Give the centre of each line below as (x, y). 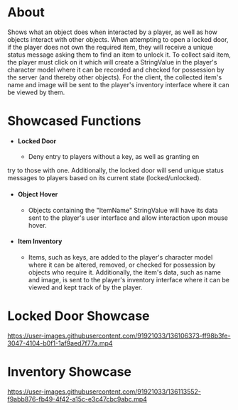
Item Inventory (40, 241)
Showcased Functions (74, 121)
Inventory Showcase (70, 371)
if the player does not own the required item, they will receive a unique (110, 47)
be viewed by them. (36, 92)
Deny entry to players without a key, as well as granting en (114, 157)
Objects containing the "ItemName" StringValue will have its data (123, 210)
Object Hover (38, 194)
